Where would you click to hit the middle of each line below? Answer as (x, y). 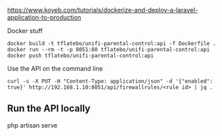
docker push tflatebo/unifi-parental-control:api (81, 56)
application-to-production (44, 17)
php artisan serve (32, 125)
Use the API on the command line (55, 68)
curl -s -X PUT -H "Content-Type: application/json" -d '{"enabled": (110, 81)
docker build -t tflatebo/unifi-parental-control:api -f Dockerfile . (112, 44)
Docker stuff (25, 31)
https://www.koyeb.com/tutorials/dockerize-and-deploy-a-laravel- (103, 10)
